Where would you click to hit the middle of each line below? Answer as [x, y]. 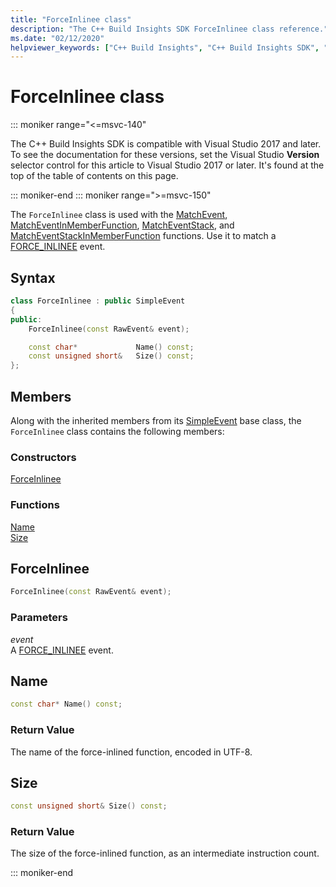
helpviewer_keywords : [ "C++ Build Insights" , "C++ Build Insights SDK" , [165, 47]
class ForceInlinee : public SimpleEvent [98, 301]
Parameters [39, 618]
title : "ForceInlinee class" [71, 19]
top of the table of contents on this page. [94, 176]
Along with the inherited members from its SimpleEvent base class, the [156, 420]
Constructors [43, 457]
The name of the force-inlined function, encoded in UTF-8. [131, 752]
